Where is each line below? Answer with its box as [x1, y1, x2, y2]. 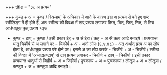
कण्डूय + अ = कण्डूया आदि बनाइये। [12, 63, 71, 69]
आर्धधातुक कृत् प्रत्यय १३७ [5, 25, 47, 31]
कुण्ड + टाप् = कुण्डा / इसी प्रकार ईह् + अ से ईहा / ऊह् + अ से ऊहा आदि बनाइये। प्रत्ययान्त [12, 35, 158, 41]
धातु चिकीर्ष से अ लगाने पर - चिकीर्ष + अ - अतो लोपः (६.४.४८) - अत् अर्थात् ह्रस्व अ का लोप [12, 41, 160, 47]
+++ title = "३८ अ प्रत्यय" [5, 4, 52, 10]
